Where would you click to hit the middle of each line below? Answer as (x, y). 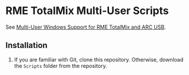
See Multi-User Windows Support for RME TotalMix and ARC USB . (86, 27)
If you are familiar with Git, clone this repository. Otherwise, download (99, 59)
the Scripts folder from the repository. (60, 66)
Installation (26, 45)
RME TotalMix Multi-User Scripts (87, 11)
